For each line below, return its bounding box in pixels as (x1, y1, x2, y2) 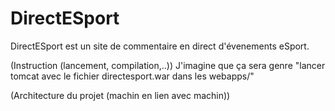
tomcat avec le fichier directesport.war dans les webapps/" (10, 70, 255, 82)
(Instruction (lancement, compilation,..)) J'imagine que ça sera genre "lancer (10, 59, 326, 71)
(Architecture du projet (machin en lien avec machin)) (10, 89, 231, 101)
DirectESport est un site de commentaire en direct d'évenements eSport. (10, 40, 310, 52)
